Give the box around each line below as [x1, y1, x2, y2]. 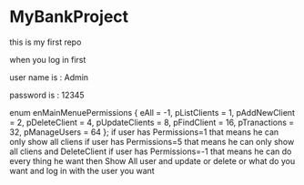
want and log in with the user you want [9, 165, 155, 176]
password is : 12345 [9, 89, 85, 100]
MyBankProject [9, 6, 129, 27]
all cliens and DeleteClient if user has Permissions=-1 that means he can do [9, 146, 292, 157]
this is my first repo [9, 36, 82, 47]
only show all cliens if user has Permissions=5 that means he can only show [9, 136, 295, 147]
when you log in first [9, 54, 86, 65]
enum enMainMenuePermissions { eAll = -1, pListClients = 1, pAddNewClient [9, 107, 296, 118]
